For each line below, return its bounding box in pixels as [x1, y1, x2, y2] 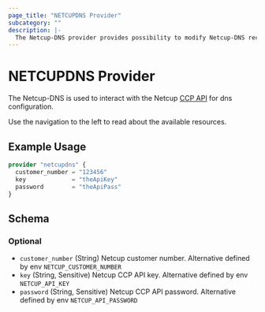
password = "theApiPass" [15, 183, 122, 191]
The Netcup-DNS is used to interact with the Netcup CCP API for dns [8, 94, 233, 103]
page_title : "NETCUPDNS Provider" [8, 11, 122, 20]
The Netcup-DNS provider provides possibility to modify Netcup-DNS [15, 33, 245, 42]
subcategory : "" [8, 19, 62, 27]
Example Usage [8, 139, 87, 154]
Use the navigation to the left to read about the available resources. [8, 117, 227, 127]
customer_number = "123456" [15, 168, 108, 176]
